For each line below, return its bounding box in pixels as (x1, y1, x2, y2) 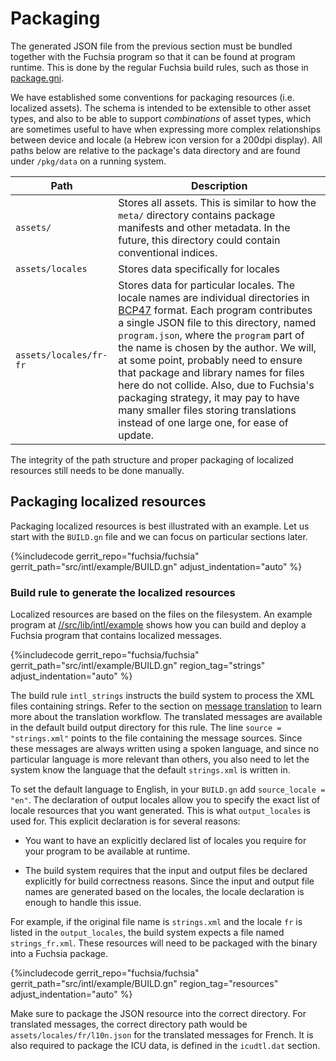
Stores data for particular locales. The (118, 278, 296, 292)
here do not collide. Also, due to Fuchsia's (118, 378, 315, 392)
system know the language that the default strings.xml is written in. (10, 764, 291, 776)
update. (118, 428, 155, 442)
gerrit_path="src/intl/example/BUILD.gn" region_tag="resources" (10, 978, 279, 990)
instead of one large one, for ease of (118, 415, 289, 429)
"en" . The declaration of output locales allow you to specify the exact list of (10, 794, 321, 806)
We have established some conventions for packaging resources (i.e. (10, 91, 295, 103)
